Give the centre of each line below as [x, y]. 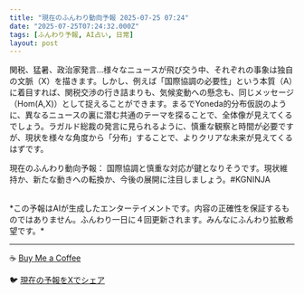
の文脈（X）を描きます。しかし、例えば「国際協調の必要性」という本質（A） [151, 81]
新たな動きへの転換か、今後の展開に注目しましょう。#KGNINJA [152, 180]
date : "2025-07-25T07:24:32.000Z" [75, 26]
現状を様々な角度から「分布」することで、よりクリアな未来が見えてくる [159, 138]
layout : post [34, 43]
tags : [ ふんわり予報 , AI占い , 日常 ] [71, 34]
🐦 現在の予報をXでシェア [57, 280]
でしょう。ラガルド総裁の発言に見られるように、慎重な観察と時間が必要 [144, 127]
